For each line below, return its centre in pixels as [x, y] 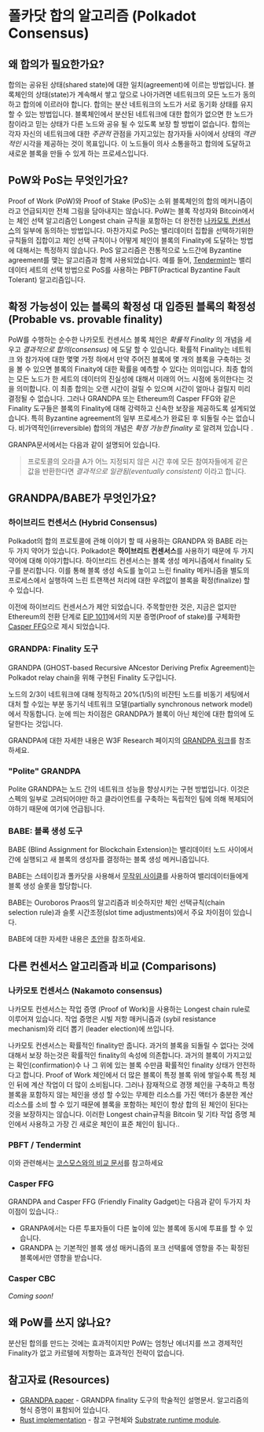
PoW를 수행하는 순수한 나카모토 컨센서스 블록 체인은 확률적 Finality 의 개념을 [126, 340]
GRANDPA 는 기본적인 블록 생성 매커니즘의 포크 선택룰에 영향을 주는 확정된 [134, 1248]
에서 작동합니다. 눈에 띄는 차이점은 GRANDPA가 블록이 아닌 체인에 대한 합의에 [127, 714]
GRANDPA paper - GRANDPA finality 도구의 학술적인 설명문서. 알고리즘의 [134, 1401]
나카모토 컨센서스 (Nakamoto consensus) [85, 990]
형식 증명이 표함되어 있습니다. [65, 1410]
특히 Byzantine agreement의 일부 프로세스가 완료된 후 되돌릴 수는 [132, 418]
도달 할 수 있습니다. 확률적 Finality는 [174, 349]
